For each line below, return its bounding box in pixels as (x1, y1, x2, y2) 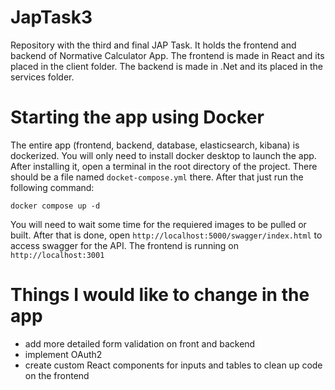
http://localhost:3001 (10, 250, 105, 260)
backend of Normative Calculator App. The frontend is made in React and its (10, 49, 325, 61)
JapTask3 (10, 6, 93, 29)
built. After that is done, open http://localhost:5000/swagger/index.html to (10, 229, 323, 241)
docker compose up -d (10, 201, 101, 211)
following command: (10, 181, 95, 193)
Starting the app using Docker (10, 106, 265, 129)
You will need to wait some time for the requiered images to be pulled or (10, 218, 307, 230)
